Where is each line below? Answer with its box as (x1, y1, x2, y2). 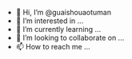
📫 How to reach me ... (15, 42, 90, 51)
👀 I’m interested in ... (15, 16, 84, 26)
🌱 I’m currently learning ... (15, 25, 102, 33)
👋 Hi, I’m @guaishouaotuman (15, 8, 112, 17)
